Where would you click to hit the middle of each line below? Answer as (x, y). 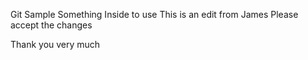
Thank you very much (55, 44)
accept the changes (51, 25)
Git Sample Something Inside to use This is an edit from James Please (154, 14)
